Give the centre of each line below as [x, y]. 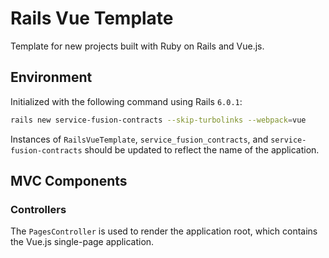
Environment [51, 77]
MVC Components [69, 181]
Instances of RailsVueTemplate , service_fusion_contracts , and [139, 139]
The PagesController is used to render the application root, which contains [164, 231]
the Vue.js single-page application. [82, 242]
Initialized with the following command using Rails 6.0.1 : [126, 101]
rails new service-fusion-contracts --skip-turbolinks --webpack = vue [158, 120]
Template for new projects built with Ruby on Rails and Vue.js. [137, 46]
